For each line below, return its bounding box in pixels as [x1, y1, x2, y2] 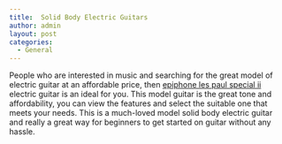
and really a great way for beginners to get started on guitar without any [9, 117, 271, 128]
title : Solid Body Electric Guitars [9, 12, 149, 22]
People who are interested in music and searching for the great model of [9, 70, 274, 80]
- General [17, 46, 53, 55]
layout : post [9, 29, 57, 38]
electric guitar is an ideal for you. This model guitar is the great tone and [9, 89, 272, 100]
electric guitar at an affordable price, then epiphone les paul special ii [9, 80, 262, 90]
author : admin [9, 21, 62, 30]
